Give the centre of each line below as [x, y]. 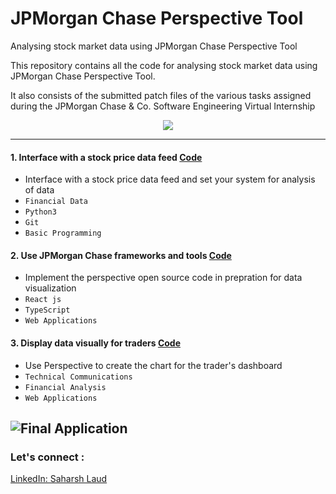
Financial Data [56, 202]
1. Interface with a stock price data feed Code [106, 157]
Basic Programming [63, 233]
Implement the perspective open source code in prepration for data [163, 278]
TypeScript [47, 310]
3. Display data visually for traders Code [96, 343]
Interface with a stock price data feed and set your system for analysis [170, 179]
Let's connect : [47, 457]
